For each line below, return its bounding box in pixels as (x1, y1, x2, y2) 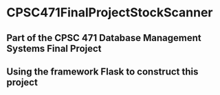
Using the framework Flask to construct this (6, 66, 199, 77)
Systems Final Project (6, 42, 102, 54)
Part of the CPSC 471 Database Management (6, 32, 201, 44)
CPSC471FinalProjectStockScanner (6, 5, 214, 21)
